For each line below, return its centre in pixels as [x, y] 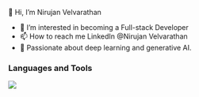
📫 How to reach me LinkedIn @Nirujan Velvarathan [103, 36]
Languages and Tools [50, 68]
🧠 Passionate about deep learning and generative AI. [105, 48]
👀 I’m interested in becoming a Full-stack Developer [104, 27]
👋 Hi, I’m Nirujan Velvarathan [55, 12]
